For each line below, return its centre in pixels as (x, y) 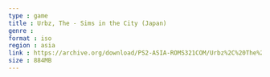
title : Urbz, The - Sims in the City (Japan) (88, 23)
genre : (21, 30)
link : (19, 53)
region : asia (32, 46)
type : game (28, 16)
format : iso (30, 38)
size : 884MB (30, 61)
